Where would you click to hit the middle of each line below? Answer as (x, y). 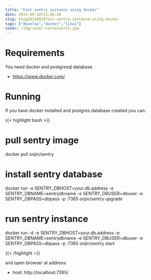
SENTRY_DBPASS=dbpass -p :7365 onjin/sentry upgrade (64, 199)
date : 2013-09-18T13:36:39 (33, 14)
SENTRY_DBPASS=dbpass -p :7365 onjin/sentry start (60, 243)
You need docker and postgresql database (49, 67)
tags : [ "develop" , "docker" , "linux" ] (43, 24)
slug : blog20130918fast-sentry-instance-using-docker (62, 19)
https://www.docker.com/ (39, 77)
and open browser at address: (36, 263)
